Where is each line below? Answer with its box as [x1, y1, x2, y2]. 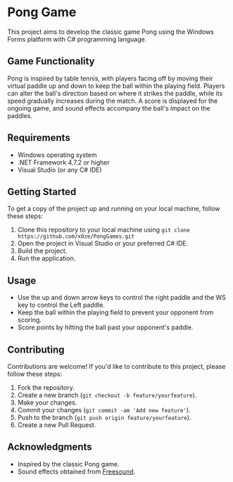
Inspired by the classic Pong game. [17, 459, 120, 468]
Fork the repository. [17, 383, 75, 391]
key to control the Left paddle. [17, 300, 106, 310]
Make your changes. [17, 398, 77, 407]
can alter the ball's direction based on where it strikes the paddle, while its [7, 89, 223, 97]
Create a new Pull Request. [17, 421, 96, 429]
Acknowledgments [7, 441, 93, 453]
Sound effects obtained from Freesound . [17, 467, 136, 476]
